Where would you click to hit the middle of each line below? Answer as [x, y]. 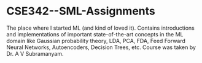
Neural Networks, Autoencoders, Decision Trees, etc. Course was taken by [101, 47]
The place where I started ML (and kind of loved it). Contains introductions [100, 28]
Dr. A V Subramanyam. [35, 53]
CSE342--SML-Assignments [81, 11]
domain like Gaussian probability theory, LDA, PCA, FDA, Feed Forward [96, 41]
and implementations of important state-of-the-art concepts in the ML [95, 34]
